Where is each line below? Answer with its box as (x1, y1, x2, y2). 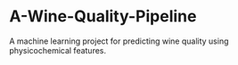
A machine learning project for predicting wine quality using (9, 36, 229, 46)
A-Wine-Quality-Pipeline (9, 6, 197, 27)
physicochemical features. (9, 45, 107, 55)
